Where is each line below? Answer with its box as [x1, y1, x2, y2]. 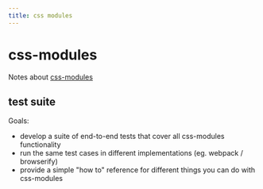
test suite [8, 94, 56, 108]
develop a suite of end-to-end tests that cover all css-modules [19, 132, 225, 141]
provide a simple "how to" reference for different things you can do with [19, 165, 256, 175]
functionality [19, 140, 61, 149]
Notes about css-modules [8, 72, 94, 82]
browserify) [19, 156, 58, 167]
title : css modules [8, 11, 73, 20]
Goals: [8, 116, 29, 125]
